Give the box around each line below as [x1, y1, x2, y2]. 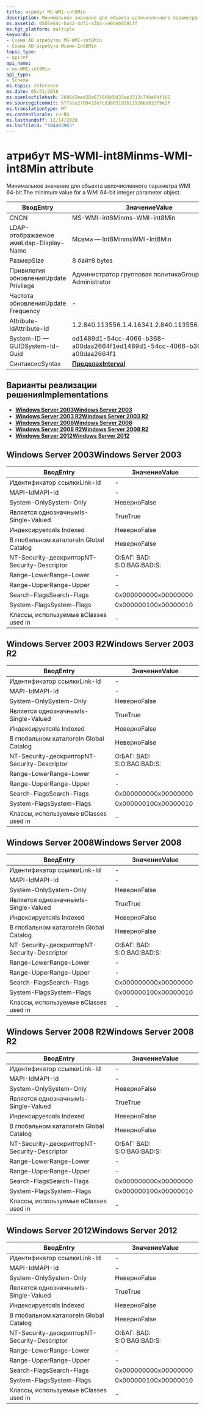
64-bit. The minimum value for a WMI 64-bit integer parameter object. [6, 189, 181, 196]
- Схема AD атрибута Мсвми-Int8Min [6, 43, 97, 50]
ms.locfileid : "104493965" [6, 123, 75, 129]
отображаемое [9, 231, 55, 240]
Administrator [72, 278, 111, 286]
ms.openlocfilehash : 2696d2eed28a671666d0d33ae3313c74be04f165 [6, 94, 171, 100]
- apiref [6, 54, 29, 61]
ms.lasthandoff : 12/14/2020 [6, 117, 78, 123]
